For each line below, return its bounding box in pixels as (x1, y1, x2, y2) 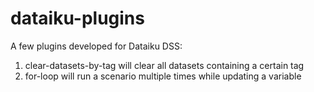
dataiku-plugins (10, 7, 145, 30)
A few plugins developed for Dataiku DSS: (10, 40, 183, 52)
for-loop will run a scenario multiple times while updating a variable (24, 70, 302, 82)
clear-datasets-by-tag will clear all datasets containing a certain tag (24, 59, 305, 71)
